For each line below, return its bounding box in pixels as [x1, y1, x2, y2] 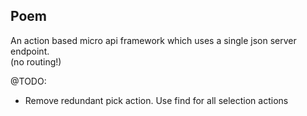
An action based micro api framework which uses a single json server [10, 34, 297, 46]
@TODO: [10, 75, 47, 87]
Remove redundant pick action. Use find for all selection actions [24, 94, 289, 106]
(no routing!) [10, 55, 62, 68]
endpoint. [10, 45, 50, 57]
